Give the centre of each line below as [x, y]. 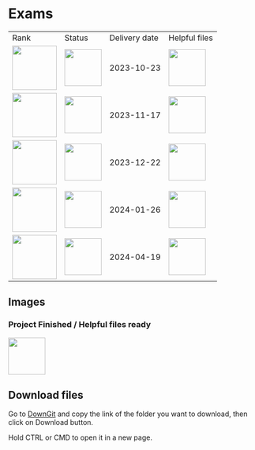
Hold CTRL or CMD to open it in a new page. [80, 437]
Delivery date [134, 38]
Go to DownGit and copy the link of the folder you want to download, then [128, 414]
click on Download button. [51, 422]
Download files [46, 395]
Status [76, 38]
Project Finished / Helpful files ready [80, 325]
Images [27, 302]
